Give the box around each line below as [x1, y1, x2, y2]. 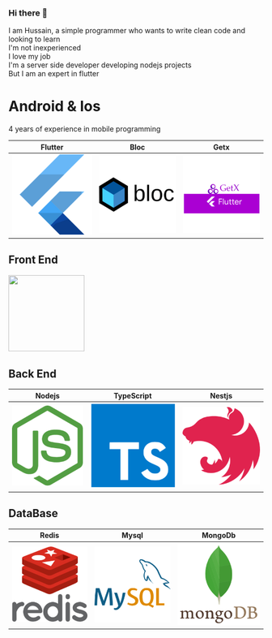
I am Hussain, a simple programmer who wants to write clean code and [8, 26, 245, 36]
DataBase [8, 507, 58, 520]
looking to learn [8, 34, 61, 44]
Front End [8, 253, 58, 267]
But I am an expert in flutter [8, 69, 100, 79]
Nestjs [210, 390, 233, 400]
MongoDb [202, 531, 236, 541]
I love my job [8, 52, 51, 62]
